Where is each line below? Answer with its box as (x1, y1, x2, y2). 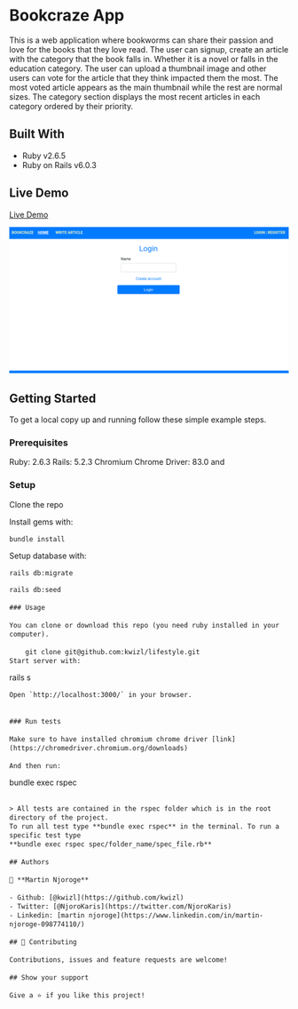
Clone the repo (9, 499, 64, 509)
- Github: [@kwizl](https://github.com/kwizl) (9, 893, 184, 902)
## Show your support (9, 973, 90, 982)
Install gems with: (9, 517, 74, 527)
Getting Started (9, 390, 97, 405)
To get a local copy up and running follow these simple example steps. (9, 414, 267, 425)
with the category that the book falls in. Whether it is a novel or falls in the (9, 53, 278, 64)
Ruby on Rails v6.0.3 (21, 159, 98, 170)
